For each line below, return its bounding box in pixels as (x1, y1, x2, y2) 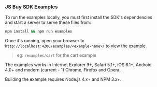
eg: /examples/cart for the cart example (16, 52, 97, 58)
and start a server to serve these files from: (5, 19, 91, 25)
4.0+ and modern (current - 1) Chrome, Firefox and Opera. (5, 67, 121, 73)
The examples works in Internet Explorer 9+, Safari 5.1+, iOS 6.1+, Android (5, 62, 152, 68)
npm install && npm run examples (5, 29, 72, 34)
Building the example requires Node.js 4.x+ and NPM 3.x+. (5, 76, 122, 82)
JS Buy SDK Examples (5, 3, 58, 10)
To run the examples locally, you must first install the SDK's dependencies (5, 15, 153, 20)
